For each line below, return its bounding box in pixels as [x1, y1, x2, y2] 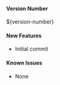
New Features [6, 32, 42, 39]
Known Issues [6, 59, 43, 66]
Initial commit [14, 45, 49, 52]
